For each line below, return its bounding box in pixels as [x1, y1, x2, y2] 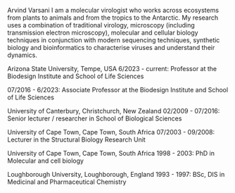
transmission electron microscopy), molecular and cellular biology [7, 28, 198, 37]
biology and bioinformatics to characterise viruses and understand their [7, 44, 215, 51]
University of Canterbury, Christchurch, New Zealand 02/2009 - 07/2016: [7, 107, 220, 115]
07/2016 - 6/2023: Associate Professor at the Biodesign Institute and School [7, 86, 229, 94]
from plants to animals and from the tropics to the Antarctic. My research [7, 13, 219, 22]
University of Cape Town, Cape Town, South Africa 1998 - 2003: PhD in [7, 149, 215, 157]
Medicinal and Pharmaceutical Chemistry [7, 178, 127, 186]
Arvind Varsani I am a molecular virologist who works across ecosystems [7, 6, 220, 14]
